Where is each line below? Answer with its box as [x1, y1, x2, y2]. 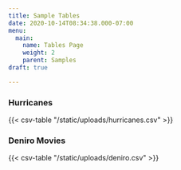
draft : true [8, 64, 48, 72]
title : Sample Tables [8, 11, 81, 20]
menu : [8, 26, 26, 34]
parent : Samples [22, 57, 77, 65]
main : [15, 34, 34, 42]
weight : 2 [22, 49, 56, 57]
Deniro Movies [8, 135, 66, 146]
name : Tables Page [22, 42, 84, 49]
